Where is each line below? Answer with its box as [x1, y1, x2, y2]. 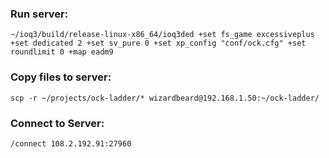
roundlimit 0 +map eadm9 [10, 47, 114, 57]
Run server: [10, 7, 69, 21]
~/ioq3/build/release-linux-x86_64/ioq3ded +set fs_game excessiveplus [10, 30, 315, 40]
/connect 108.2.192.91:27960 [10, 138, 132, 149]
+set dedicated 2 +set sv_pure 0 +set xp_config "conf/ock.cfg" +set [10, 38, 307, 49]
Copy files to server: [10, 70, 112, 84]
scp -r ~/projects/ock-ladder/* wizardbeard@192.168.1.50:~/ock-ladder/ [10, 93, 320, 103]
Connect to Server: [10, 116, 105, 130]
